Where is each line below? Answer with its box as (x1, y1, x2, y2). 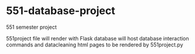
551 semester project (6, 23, 57, 31)
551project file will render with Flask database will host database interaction (6, 35, 189, 42)
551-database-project (6, 4, 116, 18)
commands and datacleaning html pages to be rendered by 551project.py (6, 41, 183, 48)
